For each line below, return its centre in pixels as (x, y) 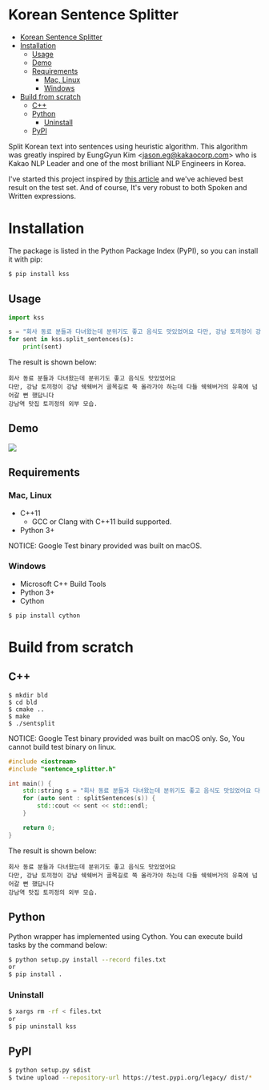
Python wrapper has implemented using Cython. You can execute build (125, 936)
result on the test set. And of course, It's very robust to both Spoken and (128, 187)
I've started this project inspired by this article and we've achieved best (126, 179)
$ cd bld (23, 702)
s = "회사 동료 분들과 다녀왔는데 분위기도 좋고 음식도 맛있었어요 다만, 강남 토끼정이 (130, 332)
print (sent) (42, 347)
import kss (26, 317)
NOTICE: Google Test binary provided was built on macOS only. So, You (127, 738)
